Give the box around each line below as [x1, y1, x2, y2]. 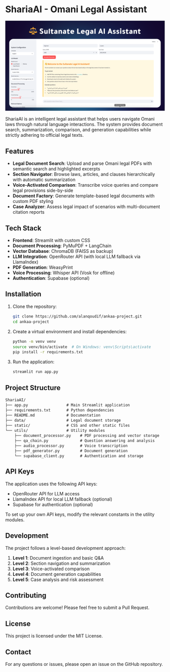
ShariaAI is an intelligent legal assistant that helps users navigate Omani [5, 116, 155, 122]
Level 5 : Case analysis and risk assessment [12, 576, 104, 582]
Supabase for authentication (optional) [12, 501, 93, 507]
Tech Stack [5, 224, 41, 232]
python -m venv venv [12, 339, 56, 344]
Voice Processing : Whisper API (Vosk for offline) [12, 270, 115, 276]
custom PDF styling [12, 198, 54, 204]
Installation [5, 290, 41, 299]
